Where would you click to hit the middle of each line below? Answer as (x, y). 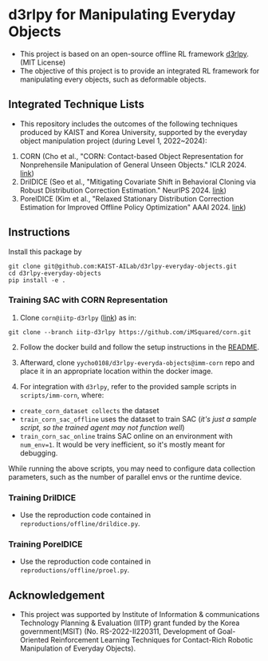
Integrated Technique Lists (77, 104)
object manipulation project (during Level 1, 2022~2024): (113, 141)
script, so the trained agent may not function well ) (102, 427)
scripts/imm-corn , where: (62, 395)
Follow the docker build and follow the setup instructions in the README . (140, 347)
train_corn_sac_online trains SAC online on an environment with (126, 436)
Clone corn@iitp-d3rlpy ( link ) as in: (78, 317)
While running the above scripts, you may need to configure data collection (132, 468)
